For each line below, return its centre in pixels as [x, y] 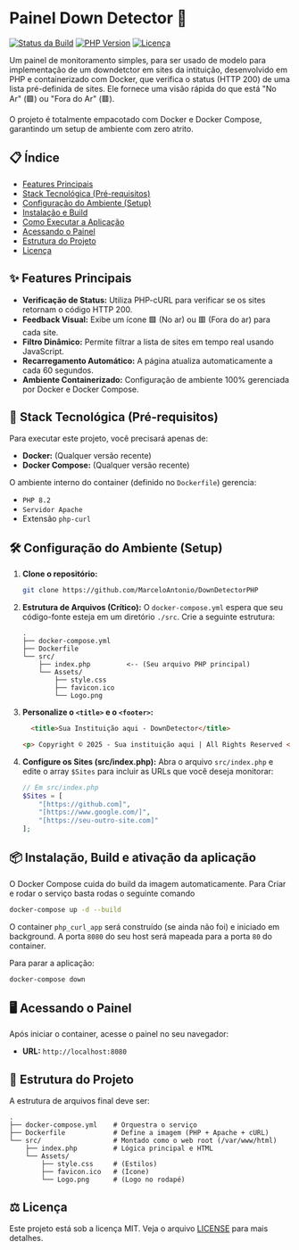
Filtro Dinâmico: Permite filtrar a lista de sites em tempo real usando [148, 342]
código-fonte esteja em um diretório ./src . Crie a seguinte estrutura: [148, 617]
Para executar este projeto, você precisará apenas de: [109, 439]
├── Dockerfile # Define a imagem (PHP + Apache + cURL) [139, 1133]
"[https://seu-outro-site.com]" [99, 821]
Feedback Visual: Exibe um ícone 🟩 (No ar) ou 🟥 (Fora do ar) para [146, 319]
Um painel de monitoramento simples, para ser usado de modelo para [137, 60]
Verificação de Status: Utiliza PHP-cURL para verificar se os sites [144, 300]
